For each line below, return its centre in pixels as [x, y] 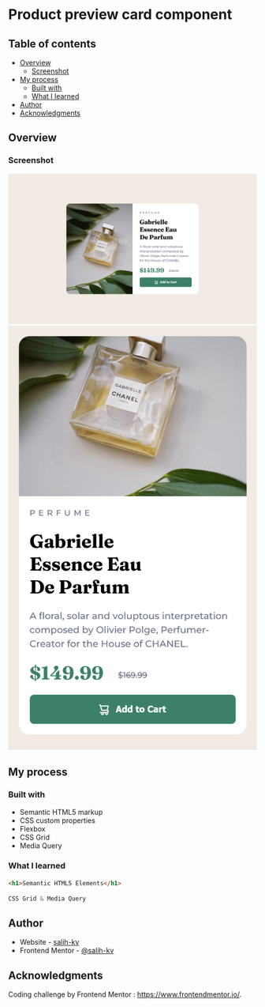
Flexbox [32, 828]
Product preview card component [120, 15]
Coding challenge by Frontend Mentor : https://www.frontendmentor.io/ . [125, 994]
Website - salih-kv [49, 942]
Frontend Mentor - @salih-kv [67, 951]
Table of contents [52, 44]
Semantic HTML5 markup [61, 812]
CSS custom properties [58, 820]
